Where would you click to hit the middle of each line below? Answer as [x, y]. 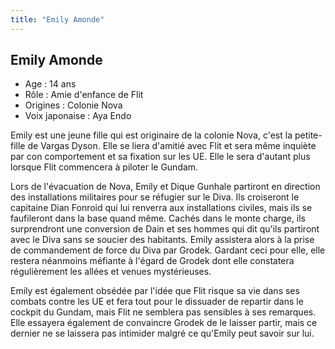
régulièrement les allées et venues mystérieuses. [111, 272]
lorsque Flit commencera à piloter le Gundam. [104, 167]
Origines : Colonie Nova [73, 105]
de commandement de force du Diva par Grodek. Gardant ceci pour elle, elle [168, 250]
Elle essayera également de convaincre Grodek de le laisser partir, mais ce [164, 323]
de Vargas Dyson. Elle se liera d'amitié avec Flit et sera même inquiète [172, 146]
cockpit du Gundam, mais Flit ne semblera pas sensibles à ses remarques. [163, 312]
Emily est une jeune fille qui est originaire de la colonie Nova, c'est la [151, 135]
